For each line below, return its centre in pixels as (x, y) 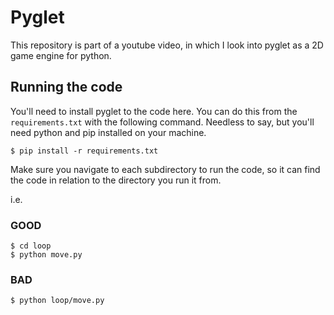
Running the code (66, 87)
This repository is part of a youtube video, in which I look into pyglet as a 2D (167, 45)
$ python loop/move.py (57, 301)
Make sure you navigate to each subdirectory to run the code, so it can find (165, 169)
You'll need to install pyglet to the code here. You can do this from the (154, 111)
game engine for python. (61, 55)
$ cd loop (31, 246)
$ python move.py (46, 255)
